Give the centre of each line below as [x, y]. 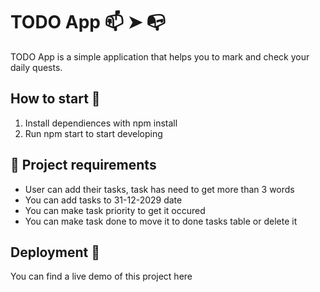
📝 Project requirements [83, 165]
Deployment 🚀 [55, 252]
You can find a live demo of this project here [101, 276]
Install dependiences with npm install [101, 123]
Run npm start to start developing [93, 133]
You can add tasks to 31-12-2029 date [103, 200]
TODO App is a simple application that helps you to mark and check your [160, 56]
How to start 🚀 [55, 99]
